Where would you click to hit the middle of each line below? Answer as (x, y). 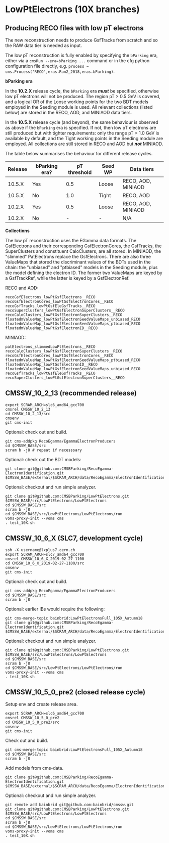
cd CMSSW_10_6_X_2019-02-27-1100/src (45, 563)
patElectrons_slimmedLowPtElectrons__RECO (50, 347)
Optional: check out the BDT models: (43, 459)
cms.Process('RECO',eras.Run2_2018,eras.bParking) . (60, 71)
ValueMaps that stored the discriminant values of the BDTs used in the (78, 262)
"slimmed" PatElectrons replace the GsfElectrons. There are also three (78, 257)
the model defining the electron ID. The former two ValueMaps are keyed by (84, 273)
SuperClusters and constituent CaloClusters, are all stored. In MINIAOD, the (83, 251)
